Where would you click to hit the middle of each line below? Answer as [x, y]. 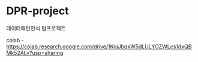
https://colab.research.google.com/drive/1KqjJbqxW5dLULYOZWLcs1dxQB [99, 46]
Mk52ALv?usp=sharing [35, 52]
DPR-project [37, 11]
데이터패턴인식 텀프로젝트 [36, 28]
